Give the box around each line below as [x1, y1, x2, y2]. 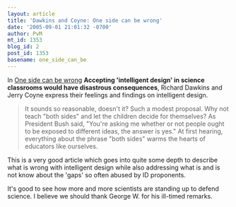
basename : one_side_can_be [7, 57, 87, 64]
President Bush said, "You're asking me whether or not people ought [24, 119, 225, 128]
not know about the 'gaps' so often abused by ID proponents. [7, 170, 186, 179]
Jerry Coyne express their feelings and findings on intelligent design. [7, 90, 208, 99]
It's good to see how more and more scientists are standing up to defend [7, 184, 219, 193]
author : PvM [7, 30, 42, 37]
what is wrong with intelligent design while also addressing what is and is [7, 163, 220, 172]
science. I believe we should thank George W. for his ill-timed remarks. [7, 191, 213, 200]
